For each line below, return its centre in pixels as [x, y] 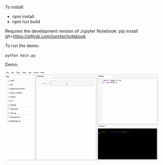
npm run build [26, 22]
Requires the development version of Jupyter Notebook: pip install [72, 31]
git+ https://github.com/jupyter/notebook [45, 36]
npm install [23, 16]
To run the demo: [22, 46]
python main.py [20, 55]
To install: [15, 7]
